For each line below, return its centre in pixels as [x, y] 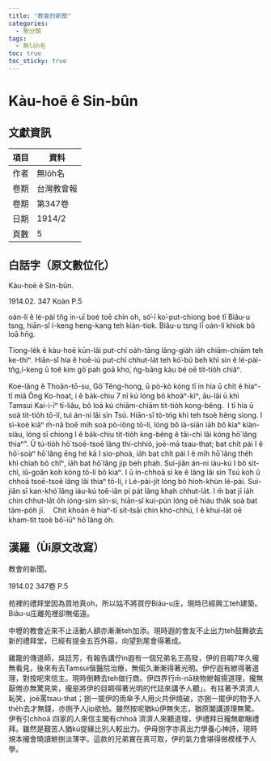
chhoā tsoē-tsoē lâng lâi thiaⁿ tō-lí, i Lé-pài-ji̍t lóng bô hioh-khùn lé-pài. [127, 481]
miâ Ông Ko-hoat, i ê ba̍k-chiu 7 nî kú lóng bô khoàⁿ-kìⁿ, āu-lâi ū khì [127, 395]
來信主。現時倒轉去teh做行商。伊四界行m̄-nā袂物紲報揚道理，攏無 [153, 678]
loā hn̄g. [22, 334]
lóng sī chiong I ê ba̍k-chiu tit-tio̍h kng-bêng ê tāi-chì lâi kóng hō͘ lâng [141, 434]
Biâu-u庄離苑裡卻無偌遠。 [51, 613]
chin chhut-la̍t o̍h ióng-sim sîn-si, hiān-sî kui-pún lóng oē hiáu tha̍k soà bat [133, 500]
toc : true [25, 53]
